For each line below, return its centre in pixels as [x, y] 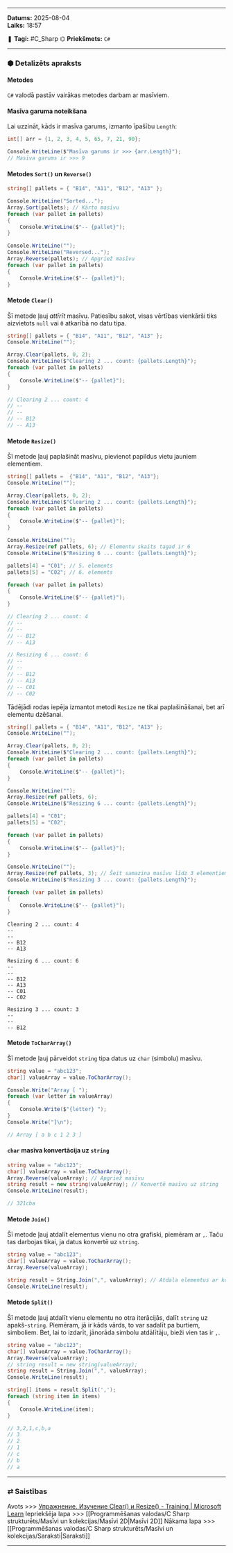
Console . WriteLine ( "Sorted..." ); [55, 201]
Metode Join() [29, 1219]
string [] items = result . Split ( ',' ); [62, 1390]
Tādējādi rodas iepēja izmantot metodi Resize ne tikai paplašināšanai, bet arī [116, 707]
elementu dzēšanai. [35, 714]
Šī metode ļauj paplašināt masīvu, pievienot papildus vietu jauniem [102, 457]
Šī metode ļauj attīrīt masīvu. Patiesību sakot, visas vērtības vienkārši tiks [112, 316]
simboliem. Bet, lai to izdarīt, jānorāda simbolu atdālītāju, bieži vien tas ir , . [114, 1332]
